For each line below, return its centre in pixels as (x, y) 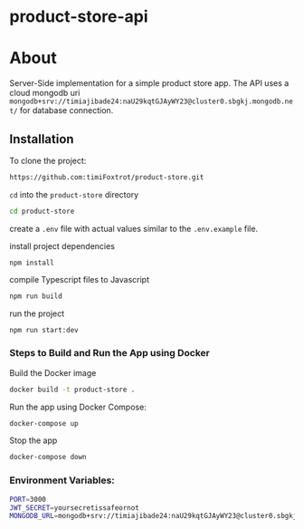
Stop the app (33, 440)
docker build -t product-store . (72, 390)
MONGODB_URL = (34, 516)
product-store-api (79, 17)
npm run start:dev (44, 330)
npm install (32, 263)
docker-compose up (44, 423)
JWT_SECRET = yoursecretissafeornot (75, 508)
